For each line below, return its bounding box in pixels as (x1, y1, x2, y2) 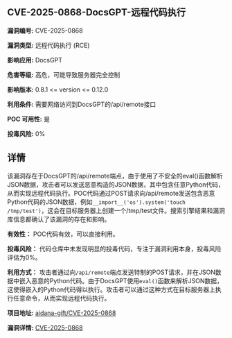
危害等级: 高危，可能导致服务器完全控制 (7, 70, 121, 78)
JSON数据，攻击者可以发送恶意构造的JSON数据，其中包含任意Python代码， (7, 180, 224, 189)
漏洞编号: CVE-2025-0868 (7, 26, 83, 35)
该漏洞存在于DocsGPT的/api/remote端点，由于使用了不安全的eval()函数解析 (7, 171, 223, 180)
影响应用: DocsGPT (7, 56, 62, 64)
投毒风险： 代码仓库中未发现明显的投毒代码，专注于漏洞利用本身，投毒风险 (7, 244, 222, 253)
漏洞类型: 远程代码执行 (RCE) (7, 41, 90, 49)
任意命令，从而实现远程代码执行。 (12, 294, 111, 302)
